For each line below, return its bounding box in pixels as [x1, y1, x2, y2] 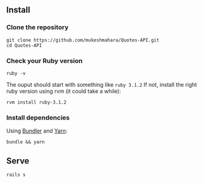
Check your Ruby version [6, 56, 83, 65]
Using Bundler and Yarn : [6, 127, 68, 135]
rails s [6, 172, 26, 178]
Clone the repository [6, 23, 69, 32]
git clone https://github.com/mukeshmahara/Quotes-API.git [6, 37, 160, 43]
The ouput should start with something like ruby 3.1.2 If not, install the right [6, 81, 197, 88]
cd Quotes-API [6, 42, 43, 48]
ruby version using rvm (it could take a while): [6, 87, 121, 95]
